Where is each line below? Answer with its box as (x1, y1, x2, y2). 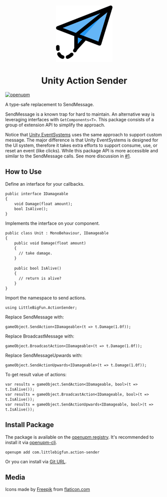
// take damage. (18, 251, 53, 256)
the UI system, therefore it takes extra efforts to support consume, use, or (5, 142, 158, 148)
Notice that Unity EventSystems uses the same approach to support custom (5, 131, 162, 137)
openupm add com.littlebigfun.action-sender (5, 450, 100, 455)
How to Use (5, 168, 42, 176)
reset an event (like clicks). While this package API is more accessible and (5, 147, 158, 153)
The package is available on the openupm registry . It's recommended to (5, 434, 154, 440)
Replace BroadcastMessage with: (5, 333, 74, 339)
